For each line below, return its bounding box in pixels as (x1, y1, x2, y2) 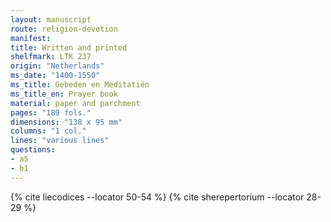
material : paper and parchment (10, 98, 141, 108)
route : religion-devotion (10, 24, 118, 34)
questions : (10, 145, 56, 155)
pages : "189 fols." (10, 107, 92, 118)
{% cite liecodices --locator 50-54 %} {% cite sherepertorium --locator (10, 191, 305, 203)
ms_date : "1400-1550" (10, 71, 101, 81)
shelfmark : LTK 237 (10, 52, 92, 62)
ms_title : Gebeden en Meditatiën (10, 80, 150, 90)
